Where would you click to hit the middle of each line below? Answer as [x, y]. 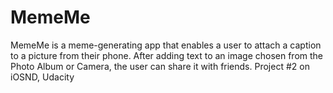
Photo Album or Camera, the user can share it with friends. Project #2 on [160, 66]
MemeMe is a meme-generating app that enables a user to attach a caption [166, 45]
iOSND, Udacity [42, 77]
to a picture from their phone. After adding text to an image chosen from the [167, 55]
